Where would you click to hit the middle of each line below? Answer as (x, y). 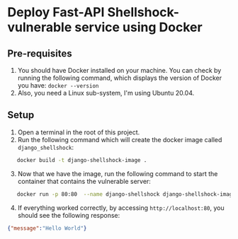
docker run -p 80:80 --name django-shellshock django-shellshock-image (126, 194)
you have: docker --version (58, 85)
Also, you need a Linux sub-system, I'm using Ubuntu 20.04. (106, 93)
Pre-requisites (40, 53)
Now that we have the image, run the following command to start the (118, 173)
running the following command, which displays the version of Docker (120, 78)
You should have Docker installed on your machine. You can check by (119, 70)
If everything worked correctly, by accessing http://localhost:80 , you (121, 208)
